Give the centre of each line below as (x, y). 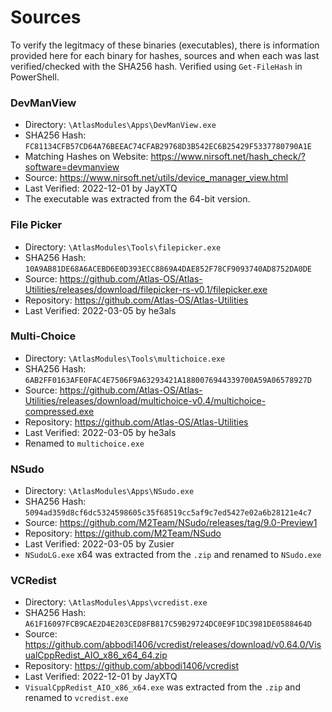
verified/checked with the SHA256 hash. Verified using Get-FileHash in (156, 66)
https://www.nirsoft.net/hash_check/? (228, 157)
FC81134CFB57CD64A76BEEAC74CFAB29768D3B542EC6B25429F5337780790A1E (168, 147)
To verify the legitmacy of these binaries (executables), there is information (165, 45)
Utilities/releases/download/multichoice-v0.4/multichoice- (145, 400)
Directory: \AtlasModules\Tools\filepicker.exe (123, 247)
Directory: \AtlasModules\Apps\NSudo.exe (109, 491)
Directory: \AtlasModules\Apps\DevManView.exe (120, 125)
